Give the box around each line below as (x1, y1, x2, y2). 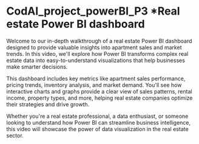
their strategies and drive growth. (6, 100, 90, 108)
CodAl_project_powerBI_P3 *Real (6, 4, 180, 18)
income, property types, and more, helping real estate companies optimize (6, 94, 193, 101)
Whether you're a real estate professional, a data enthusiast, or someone (6, 112, 189, 120)
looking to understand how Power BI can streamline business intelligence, (6, 118, 191, 126)
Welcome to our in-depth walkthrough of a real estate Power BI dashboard (6, 37, 192, 44)
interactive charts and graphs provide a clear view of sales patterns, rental (6, 87, 192, 95)
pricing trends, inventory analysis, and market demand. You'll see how (6, 81, 182, 89)
